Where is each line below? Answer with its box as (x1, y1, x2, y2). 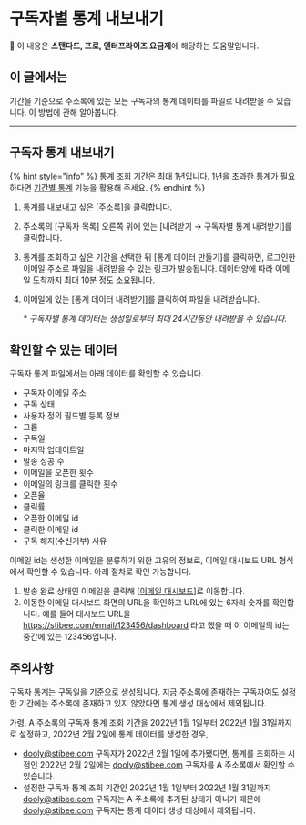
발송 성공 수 (22, 456, 66, 467)
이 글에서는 (9, 69, 68, 85)
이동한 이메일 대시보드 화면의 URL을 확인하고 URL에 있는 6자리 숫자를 (22, 597, 270, 608)
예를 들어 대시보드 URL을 (42, 608, 131, 620)
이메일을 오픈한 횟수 (22, 467, 94, 479)
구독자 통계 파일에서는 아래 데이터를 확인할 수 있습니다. (9, 368, 204, 379)
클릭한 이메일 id (22, 524, 79, 535)
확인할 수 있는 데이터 (9, 342, 117, 357)
